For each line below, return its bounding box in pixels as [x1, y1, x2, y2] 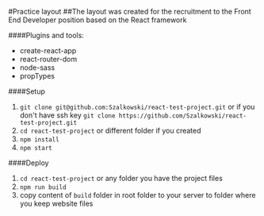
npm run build [19, 183, 67, 191]
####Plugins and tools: [8, 31, 85, 40]
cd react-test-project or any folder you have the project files [19, 174, 224, 183]
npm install [19, 136, 59, 144]
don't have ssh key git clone [19, 110, 116, 120]
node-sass [19, 63, 55, 72]
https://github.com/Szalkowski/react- [118, 112, 247, 120]
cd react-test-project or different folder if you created [19, 126, 201, 135]
